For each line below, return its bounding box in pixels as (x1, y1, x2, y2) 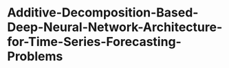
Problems (7, 49, 63, 65)
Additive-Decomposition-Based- (7, 5, 199, 21)
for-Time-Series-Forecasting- (7, 34, 182, 49)
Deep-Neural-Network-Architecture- (7, 19, 223, 35)
